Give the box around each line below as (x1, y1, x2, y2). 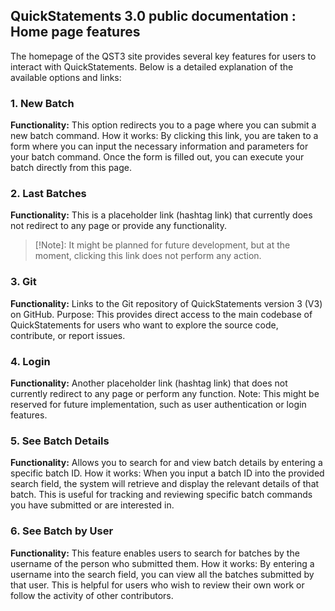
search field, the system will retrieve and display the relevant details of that (10, 478, 320, 490)
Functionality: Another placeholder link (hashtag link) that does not (10, 377, 288, 389)
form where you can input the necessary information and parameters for (10, 140, 309, 153)
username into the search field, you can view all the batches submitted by (10, 568, 315, 580)
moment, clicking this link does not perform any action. (34, 250, 262, 262)
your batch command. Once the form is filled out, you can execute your (10, 151, 305, 163)
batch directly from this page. (10, 162, 132, 174)
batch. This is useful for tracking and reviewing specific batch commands (10, 489, 313, 501)
